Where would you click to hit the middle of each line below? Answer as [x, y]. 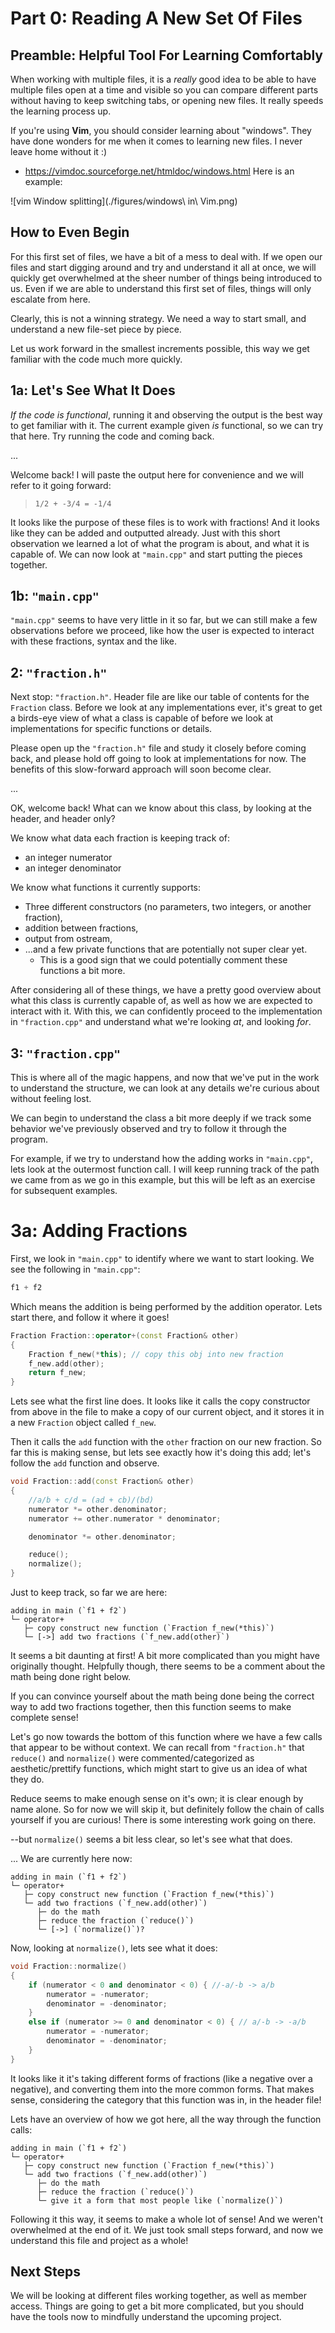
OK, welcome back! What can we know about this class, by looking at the [161, 808]
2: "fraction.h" [59, 672]
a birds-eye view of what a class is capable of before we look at [142, 718]
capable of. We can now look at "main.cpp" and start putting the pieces [156, 554]
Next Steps [45, 2272]
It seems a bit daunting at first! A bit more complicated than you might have [165, 1655]
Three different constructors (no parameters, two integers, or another [168, 907]
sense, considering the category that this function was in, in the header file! [166, 2099]
